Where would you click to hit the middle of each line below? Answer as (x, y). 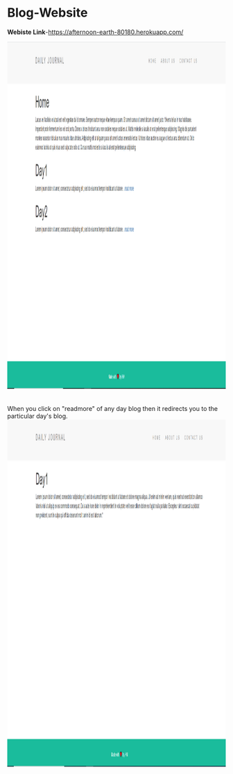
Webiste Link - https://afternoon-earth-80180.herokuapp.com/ (95, 32)
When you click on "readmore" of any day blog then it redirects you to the (113, 408)
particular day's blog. (37, 416)
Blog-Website (48, 13)
